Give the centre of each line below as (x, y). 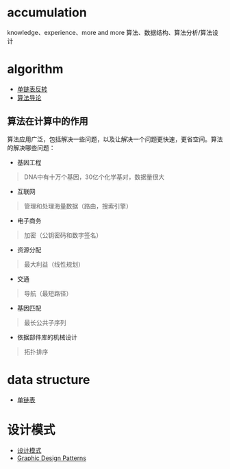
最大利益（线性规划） (54, 264)
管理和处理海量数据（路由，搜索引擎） (78, 206)
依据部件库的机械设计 (47, 337)
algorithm (35, 69)
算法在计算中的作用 (48, 121)
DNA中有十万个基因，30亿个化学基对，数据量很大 (94, 177)
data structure (49, 380)
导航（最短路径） (48, 293)
